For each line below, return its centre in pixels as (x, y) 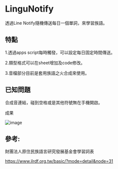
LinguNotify (29, 9)
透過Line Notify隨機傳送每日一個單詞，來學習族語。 (56, 23)
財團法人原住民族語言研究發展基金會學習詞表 (50, 152)
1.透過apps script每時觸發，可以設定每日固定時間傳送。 (60, 52)
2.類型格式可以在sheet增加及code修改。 (45, 63)
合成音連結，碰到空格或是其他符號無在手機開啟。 (54, 102)
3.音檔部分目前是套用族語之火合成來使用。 (47, 73)
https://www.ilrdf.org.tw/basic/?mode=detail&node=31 (59, 161)
